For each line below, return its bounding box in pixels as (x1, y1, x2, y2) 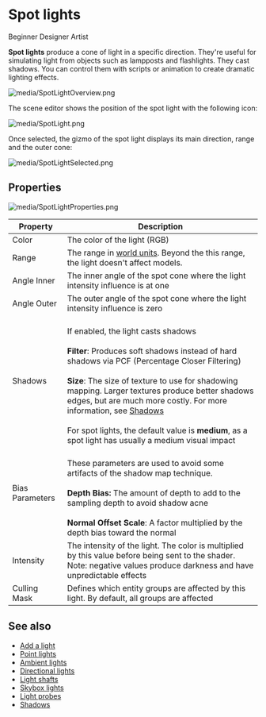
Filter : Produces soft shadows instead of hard (66, 345, 237, 357)
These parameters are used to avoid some (66, 457, 224, 468)
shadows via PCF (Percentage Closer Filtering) (66, 355, 241, 366)
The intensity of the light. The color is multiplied (66, 540, 244, 551)
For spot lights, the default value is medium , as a (66, 425, 248, 436)
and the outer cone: (8, 142, 73, 152)
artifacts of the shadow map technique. (66, 467, 213, 478)
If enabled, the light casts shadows (66, 326, 196, 337)
